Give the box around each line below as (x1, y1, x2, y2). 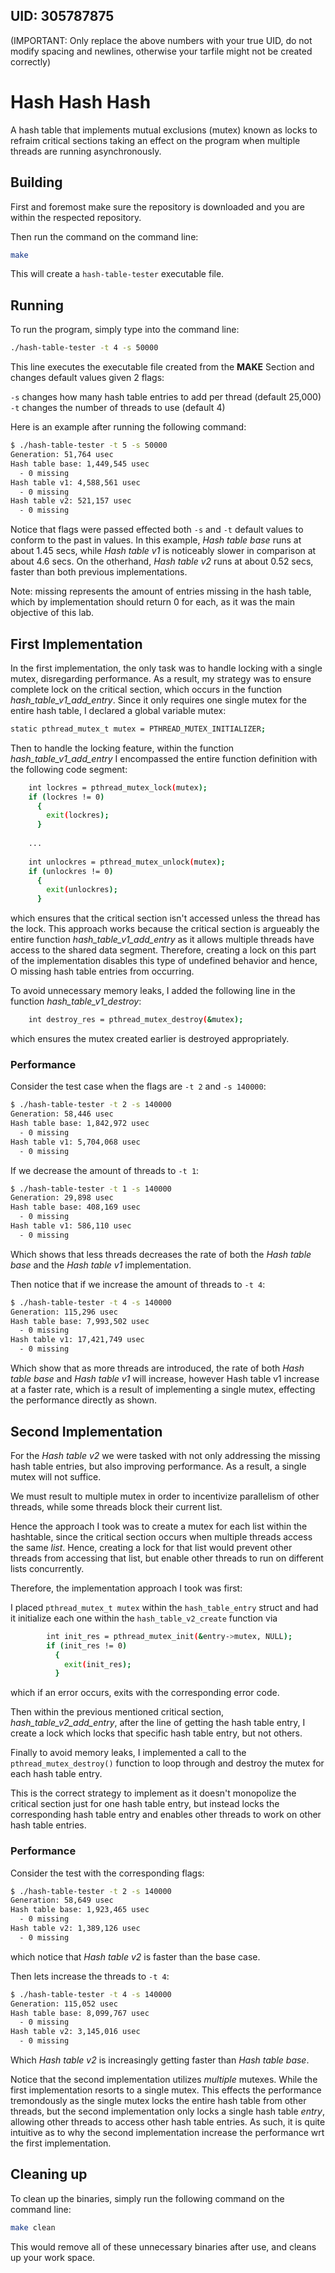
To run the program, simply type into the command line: (10, 324, 240, 336)
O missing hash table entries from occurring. (10, 965, 195, 978)
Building (10, 174, 63, 191)
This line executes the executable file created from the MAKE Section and (10, 361, 315, 373)
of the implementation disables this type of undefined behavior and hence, (10, 955, 318, 967)
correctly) (10, 55, 52, 68)
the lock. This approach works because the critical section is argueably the (10, 923, 320, 935)
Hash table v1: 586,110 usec (10, 1221, 132, 1231)
